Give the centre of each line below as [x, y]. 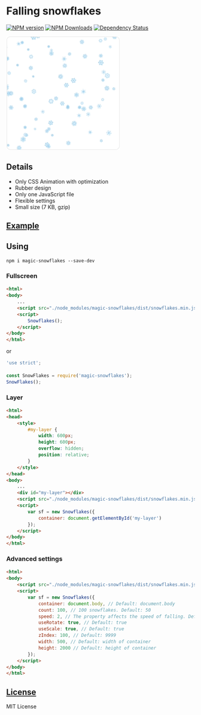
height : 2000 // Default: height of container [97, 648]
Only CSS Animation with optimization [62, 181]
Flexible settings [35, 201]
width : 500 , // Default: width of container [95, 642]
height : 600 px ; [57, 442]
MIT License [22, 707]
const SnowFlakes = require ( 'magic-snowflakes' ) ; [69, 376]
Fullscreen [22, 276]
